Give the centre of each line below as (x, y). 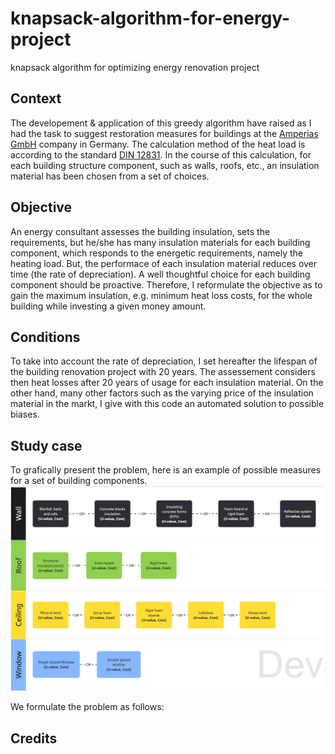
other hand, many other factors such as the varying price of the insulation (162, 393)
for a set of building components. (79, 481)
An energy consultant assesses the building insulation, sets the (140, 231)
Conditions (45, 337)
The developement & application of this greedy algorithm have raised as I (161, 123)
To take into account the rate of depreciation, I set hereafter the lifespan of (164, 361)
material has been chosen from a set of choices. (110, 176)
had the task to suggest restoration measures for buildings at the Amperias (164, 133)
